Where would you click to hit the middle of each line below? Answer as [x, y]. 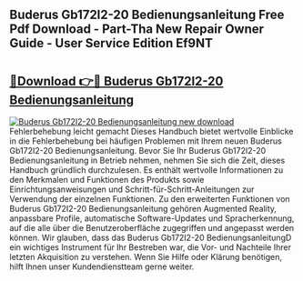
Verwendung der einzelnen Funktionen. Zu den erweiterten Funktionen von [150, 199]
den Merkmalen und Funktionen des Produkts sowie [107, 180]
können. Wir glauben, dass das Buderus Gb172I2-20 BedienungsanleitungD [151, 237]
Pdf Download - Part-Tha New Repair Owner [137, 30]
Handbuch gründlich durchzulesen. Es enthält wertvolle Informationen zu [146, 170]
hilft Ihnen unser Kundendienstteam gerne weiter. [102, 266]
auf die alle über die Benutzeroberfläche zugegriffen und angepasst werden [152, 228]
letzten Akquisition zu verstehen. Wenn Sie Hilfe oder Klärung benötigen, [146, 257]
